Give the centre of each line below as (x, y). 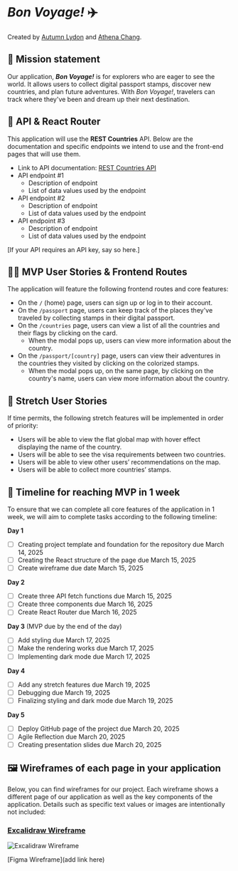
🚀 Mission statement (54, 59)
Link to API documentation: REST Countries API (87, 167)
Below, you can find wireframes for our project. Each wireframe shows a (113, 789)
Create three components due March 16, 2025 (85, 604)
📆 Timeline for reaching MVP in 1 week (94, 492)
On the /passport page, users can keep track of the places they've (115, 311)
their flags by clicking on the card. (67, 333)
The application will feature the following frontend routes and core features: (118, 289)
